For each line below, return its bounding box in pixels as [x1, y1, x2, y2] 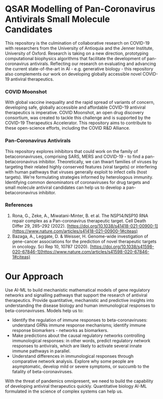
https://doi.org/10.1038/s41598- [91, 244, 154, 249]
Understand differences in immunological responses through [12, 353, 134, 359]
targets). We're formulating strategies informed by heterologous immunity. [5, 174, 154, 180]
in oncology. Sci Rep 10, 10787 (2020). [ [12, 244, 92, 249]
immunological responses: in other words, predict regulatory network [12, 337, 150, 343]
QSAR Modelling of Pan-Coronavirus [5, 3, 156, 15]
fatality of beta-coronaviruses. [12, 368, 73, 374]
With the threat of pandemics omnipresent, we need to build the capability [5, 378, 154, 384]
